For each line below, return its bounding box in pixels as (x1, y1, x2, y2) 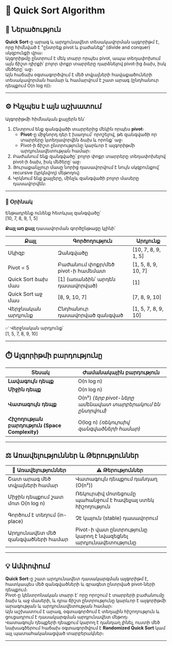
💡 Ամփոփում (5, 562, 50, 570)
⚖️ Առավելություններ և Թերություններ (5, 451, 139, 460)
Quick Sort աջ (8, 291, 42, 298)
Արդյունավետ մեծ (8, 529, 56, 536)
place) (8, 517, 24, 525)
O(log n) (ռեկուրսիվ (78, 419, 130, 426)
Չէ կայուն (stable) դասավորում (75, 514, 158, 522)
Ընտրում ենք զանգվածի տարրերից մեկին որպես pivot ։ (12, 125, 144, 132)
